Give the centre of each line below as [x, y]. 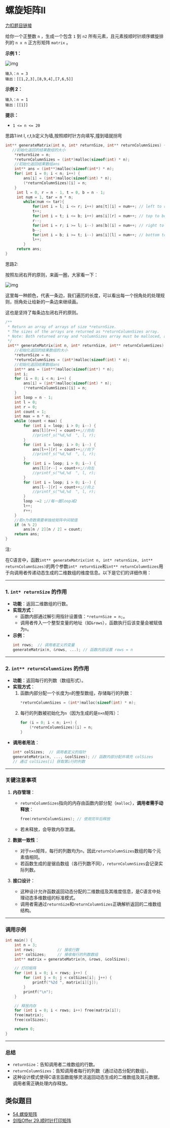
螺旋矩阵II [26, 10]
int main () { [19, 940]
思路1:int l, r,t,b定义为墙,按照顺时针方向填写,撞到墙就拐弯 [64, 135]
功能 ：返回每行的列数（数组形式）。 [49, 680]
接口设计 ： [24, 881]
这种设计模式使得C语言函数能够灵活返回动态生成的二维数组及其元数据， [88, 1077]
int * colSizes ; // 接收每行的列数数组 [56, 954]
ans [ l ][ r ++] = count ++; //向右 [63, 431]
